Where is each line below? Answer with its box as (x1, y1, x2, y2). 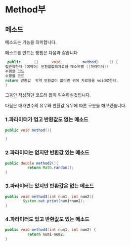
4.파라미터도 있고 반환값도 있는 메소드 (5, 216, 90, 223)
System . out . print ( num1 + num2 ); (23, 199, 85, 204)
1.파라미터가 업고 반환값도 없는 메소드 (5, 116, 88, 123)
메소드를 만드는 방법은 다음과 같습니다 (5, 50, 78, 55)
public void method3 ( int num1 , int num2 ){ (5, 194, 94, 199)
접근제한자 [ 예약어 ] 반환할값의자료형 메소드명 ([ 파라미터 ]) (5, 64, 109, 69)
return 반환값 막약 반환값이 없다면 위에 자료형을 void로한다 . (5, 78, 119, 83)
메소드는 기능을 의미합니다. (5, 40, 57, 45)
